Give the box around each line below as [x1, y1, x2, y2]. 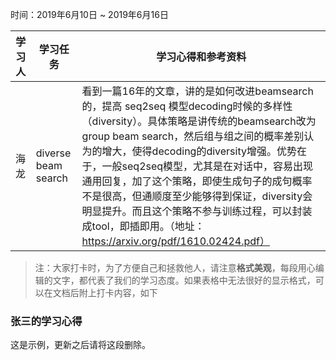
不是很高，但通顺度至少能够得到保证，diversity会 [81, 189, 313, 203]
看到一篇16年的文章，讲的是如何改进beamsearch [81, 84, 314, 98]
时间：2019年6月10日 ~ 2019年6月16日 [10, 9, 169, 20]
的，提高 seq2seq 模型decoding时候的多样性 [81, 99, 293, 113]
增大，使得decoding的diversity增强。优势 [101, 144, 297, 158]
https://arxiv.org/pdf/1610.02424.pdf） [81, 234, 270, 248]
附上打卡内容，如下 [78, 287, 158, 298]
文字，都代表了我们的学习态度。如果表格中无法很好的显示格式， [52, 274, 316, 286]
